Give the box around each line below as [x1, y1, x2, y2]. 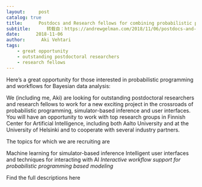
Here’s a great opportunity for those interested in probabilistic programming [6, 76, 194, 83]
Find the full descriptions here [6, 174, 81, 181]
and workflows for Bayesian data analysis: [6, 82, 111, 89]
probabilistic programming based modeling [6, 162, 114, 170]
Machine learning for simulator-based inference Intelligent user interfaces [6, 149, 189, 157]
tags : [6, 43, 20, 49]
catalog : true [6, 14, 42, 21]
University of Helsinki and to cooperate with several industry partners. [6, 126, 180, 133]
